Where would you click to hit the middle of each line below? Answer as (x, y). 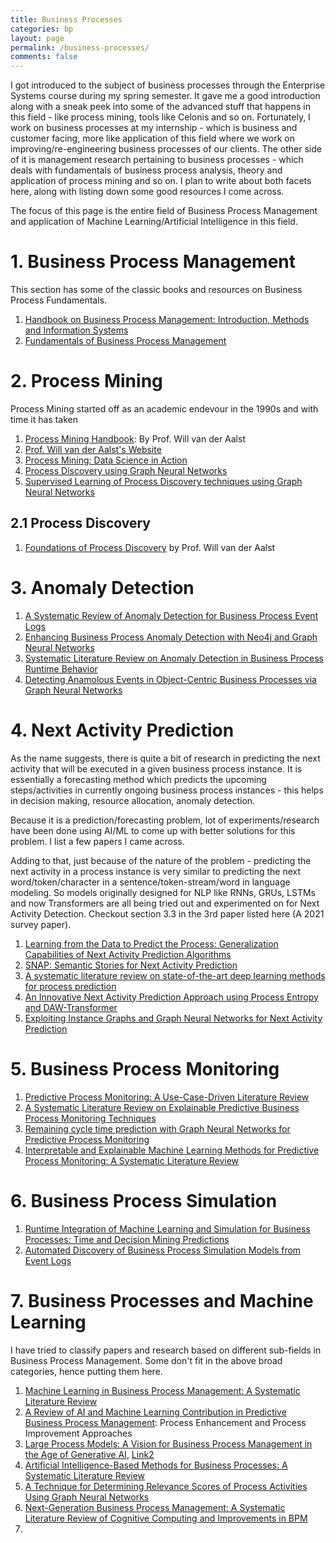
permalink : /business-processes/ (80, 47)
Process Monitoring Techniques (90, 1118)
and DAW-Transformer (71, 1007)
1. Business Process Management (153, 262)
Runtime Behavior (61, 668)
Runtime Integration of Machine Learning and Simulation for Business (167, 1228)
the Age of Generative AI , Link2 (89, 1454)
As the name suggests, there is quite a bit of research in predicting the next (165, 758)
